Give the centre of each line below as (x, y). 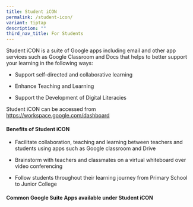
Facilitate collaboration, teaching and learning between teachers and (99, 142)
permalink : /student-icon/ (39, 17)
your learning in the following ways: (50, 63)
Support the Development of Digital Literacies (70, 98)
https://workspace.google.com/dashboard (58, 116)
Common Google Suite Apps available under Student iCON (80, 198)
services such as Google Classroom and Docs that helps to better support (97, 57)
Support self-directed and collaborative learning (74, 75)
